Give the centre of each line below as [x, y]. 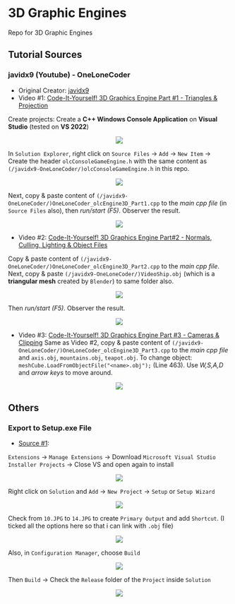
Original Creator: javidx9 [54, 90]
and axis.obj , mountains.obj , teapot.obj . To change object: [105, 357]
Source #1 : [34, 444]
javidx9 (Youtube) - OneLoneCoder [69, 75]
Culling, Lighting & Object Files [63, 244]
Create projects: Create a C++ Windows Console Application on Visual [113, 119]
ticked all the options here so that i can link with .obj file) [91, 526]
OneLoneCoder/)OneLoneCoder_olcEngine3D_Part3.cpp [94, 350]
